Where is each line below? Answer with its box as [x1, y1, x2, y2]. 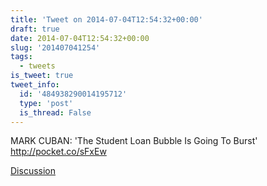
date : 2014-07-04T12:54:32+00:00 [10, 33, 150, 43]
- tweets [19, 61, 56, 71]
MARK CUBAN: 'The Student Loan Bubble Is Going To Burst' [10, 135, 258, 147]
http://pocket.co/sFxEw [10, 146, 107, 158]
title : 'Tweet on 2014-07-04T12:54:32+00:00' [10, 14, 203, 25]
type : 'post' [19, 98, 74, 108]
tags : [10, 52, 33, 62]
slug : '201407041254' [10, 42, 101, 53]
